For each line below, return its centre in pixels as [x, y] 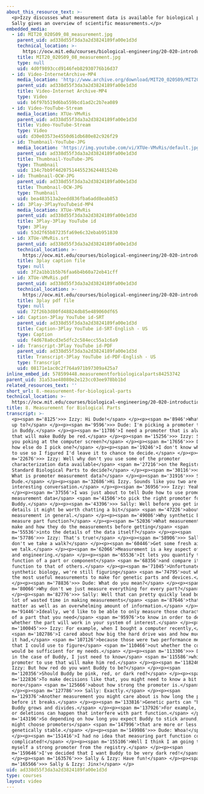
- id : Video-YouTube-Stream [47, 108]
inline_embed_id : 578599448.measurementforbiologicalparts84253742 [93, 374]
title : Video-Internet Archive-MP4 [62, 91]
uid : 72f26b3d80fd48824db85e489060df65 [68, 312]
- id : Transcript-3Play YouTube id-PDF [62, 346]
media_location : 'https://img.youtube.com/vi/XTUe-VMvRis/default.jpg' [110, 148]
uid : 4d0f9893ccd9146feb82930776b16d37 [68, 68]
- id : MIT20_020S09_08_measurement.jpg [62, 35]
